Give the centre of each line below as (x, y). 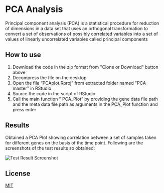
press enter (24, 109)
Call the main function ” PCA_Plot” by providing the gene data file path (85, 99)
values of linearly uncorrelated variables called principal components (76, 39)
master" (21, 88)
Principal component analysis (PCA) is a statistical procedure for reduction (82, 23)
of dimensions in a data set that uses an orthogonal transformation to (76, 28)
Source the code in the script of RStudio (54, 93)
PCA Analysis (34, 9)
